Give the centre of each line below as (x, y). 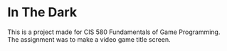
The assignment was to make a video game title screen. (89, 39)
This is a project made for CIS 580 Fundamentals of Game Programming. (114, 32)
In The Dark (42, 12)
